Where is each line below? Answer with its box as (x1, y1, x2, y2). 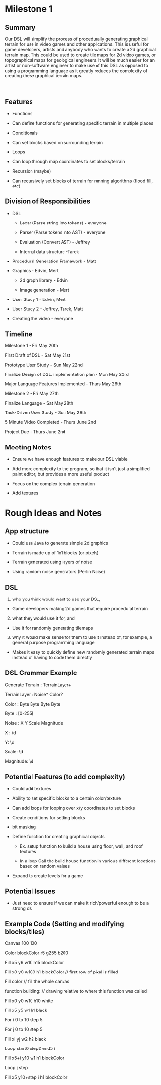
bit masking (12, 824, 36, 830)
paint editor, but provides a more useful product (12, 471, 109, 477)
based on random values (19, 863, 70, 869)
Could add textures (12, 786, 52, 791)
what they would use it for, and (12, 615, 75, 621)
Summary (5, 23, 36, 32)
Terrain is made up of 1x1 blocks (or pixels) (12, 550, 99, 556)
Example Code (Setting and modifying (5, 919, 124, 928)
